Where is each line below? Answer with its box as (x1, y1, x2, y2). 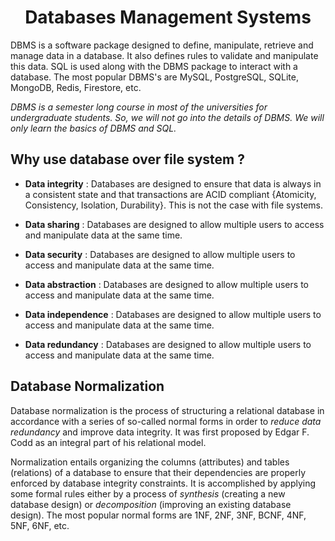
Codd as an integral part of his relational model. (10, 436, 207, 448)
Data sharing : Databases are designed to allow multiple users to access (24, 218, 325, 230)
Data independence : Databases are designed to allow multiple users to (24, 308, 322, 320)
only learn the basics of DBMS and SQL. (10, 122, 177, 134)
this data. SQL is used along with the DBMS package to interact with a (10, 60, 298, 72)
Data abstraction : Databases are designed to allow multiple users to (24, 278, 309, 290)
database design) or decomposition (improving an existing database (10, 498, 292, 510)
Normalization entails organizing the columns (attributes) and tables (10, 456, 290, 468)
